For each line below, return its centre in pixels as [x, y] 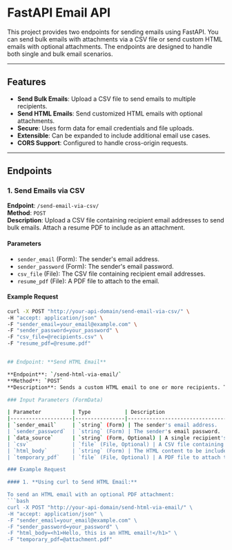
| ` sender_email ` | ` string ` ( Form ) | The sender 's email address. [113, 425]
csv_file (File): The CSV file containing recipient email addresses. [111, 274]
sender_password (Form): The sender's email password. [95, 266]
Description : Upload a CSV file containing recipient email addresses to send [116, 220]
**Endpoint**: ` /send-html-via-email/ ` [65, 374]
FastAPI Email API [59, 13]
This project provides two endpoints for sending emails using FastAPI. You [113, 32]
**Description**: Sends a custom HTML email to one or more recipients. [114, 387]
